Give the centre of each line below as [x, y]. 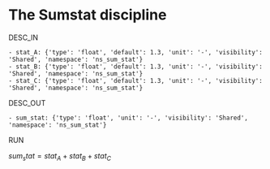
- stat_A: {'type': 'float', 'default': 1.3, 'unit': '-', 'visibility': [136, 52]
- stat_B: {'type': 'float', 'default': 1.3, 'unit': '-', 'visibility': [136, 67]
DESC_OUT [27, 102]
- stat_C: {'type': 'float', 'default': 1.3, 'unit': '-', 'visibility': [136, 80]
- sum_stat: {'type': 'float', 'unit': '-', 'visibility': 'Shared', [129, 118]
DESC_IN [24, 37]
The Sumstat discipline [88, 15]
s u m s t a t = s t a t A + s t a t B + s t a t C [60, 156]
